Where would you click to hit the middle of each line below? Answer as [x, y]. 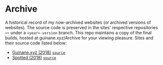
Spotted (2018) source [34, 57]
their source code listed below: [36, 43]
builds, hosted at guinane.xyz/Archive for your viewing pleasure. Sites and [79, 38]
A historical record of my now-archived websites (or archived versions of [78, 22]
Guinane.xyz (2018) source [39, 52]
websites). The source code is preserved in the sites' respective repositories [81, 27]
